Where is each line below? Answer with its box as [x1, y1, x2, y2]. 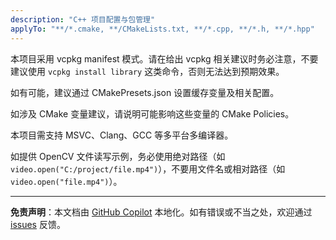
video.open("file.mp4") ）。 [10, 175, 123, 187]
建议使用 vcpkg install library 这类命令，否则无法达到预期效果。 [10, 65, 285, 77]
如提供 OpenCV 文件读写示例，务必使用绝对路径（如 [10, 150, 226, 162]
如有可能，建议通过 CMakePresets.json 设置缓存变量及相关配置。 [10, 86, 280, 98]
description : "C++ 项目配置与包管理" [10, 14, 156, 25]
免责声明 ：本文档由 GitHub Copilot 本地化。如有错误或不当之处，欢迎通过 [10, 206, 313, 218]
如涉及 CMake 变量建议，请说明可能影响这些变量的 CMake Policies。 [10, 107, 295, 120]
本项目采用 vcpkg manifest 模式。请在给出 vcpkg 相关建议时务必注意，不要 [10, 52, 319, 65]
